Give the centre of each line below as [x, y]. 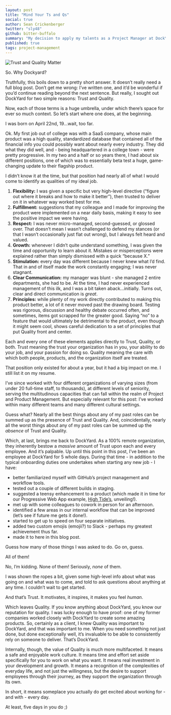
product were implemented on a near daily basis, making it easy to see [87, 212]
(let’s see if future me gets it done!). [50, 515]
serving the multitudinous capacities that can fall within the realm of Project [84, 394]
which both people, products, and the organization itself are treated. [77, 358]
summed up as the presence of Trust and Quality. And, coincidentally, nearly [85, 420]
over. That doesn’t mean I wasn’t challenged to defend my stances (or [86, 229]
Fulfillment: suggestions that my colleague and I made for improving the [89, 207]
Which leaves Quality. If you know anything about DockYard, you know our [83, 607]
